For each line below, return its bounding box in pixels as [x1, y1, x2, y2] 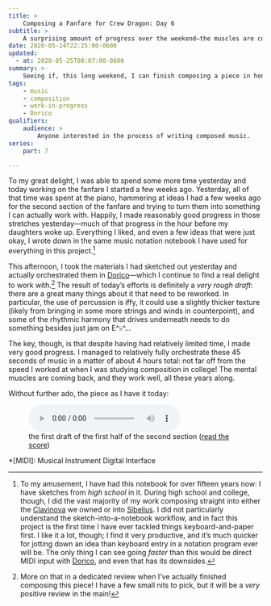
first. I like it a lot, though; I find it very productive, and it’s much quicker [19, 530, 259, 540]
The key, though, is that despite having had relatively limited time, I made [8, 338, 251, 348]
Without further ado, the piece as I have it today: [8, 388, 169, 398]
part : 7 [23, 147, 48, 155]
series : [8, 139, 35, 148]
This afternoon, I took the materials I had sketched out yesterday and [8, 261, 237, 271]
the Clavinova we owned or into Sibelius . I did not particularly [19, 504, 224, 514]
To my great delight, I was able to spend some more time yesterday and [8, 176, 247, 186]
